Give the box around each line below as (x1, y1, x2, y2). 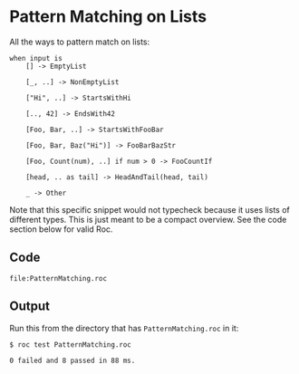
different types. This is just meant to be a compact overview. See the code (9, 214, 287, 225)
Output (9, 299, 50, 314)
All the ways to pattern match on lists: (9, 36, 150, 47)
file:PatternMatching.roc (9, 273, 107, 283)
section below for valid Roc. (9, 224, 113, 235)
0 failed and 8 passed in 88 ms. (9, 356, 136, 365)
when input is (9, 53, 63, 62)
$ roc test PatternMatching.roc (9, 340, 131, 350)
